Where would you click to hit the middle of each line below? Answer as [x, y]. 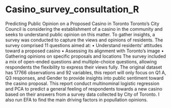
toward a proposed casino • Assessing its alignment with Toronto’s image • [85, 51]
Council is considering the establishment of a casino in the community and [84, 29]
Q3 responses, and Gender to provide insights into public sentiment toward [84, 78]
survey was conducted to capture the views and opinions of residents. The [84, 40]
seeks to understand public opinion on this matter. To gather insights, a [80, 34]
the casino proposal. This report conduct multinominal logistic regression [82, 83]
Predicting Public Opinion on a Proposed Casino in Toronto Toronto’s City [82, 24]
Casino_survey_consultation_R [72, 9]
